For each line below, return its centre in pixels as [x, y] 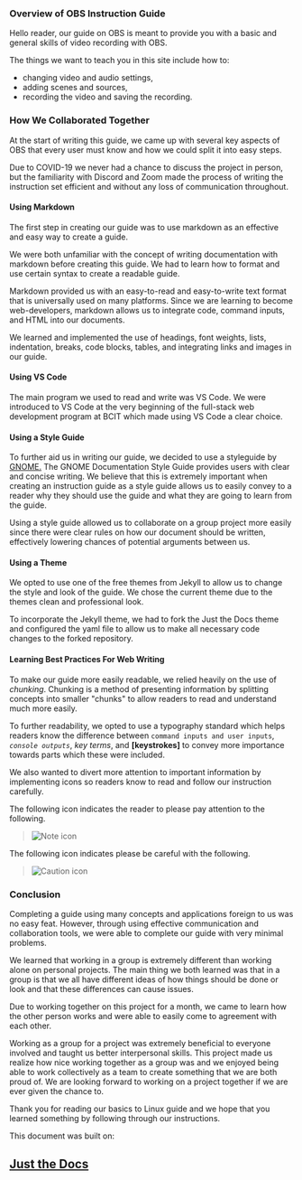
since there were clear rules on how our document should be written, [137, 532]
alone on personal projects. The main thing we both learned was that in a [145, 969]
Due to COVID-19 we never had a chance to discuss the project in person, [146, 167]
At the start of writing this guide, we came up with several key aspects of [145, 140]
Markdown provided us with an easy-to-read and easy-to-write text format [148, 291]
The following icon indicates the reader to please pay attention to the [137, 809]
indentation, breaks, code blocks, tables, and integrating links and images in [151, 347]
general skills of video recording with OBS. [88, 42]
